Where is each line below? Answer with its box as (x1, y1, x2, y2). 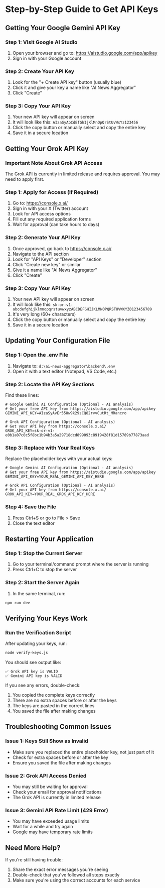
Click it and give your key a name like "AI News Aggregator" (12, 84, 136, 91)
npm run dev (5, 600, 30, 605)
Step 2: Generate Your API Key (5, 234, 81, 241)
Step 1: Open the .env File (5, 352, 69, 359)
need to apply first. (5, 176, 44, 182)
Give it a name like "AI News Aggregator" (12, 267, 97, 273)
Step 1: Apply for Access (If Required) (5, 189, 99, 196)
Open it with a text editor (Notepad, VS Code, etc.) (12, 368, 117, 374)
